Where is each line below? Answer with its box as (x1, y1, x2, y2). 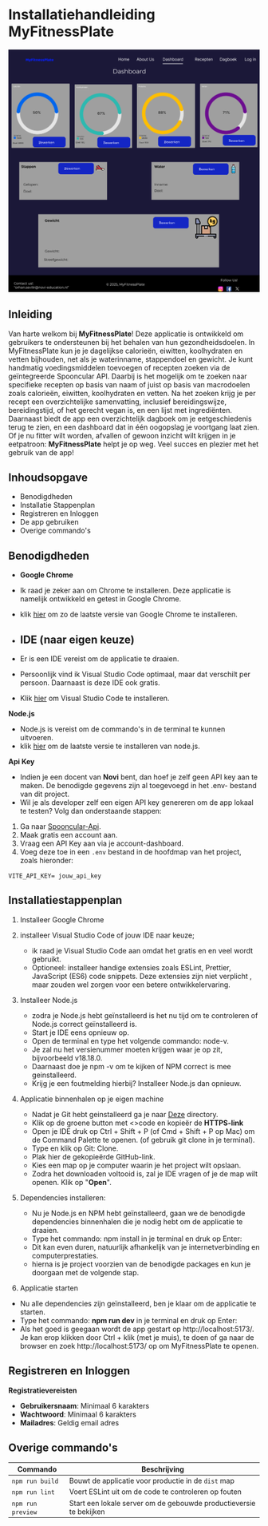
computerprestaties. (31, 1251, 99, 1260)
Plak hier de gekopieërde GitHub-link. (31, 1151, 156, 1161)
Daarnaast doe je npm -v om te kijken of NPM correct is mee (31, 1061, 231, 1071)
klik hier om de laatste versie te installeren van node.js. (19, 741, 201, 751)
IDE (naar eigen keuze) (19, 632, 135, 646)
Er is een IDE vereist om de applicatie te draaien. (19, 653, 179, 664)
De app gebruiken (19, 517, 80, 527)
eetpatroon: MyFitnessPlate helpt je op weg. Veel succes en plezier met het (8, 439, 259, 449)
